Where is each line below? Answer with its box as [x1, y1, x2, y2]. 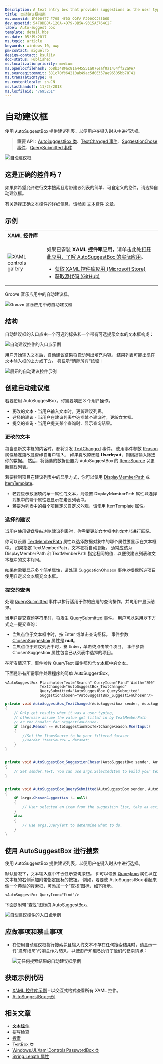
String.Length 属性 [12, 1053, 49, 1060]
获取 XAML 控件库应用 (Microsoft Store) [55, 266, 146, 272]
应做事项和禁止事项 [5, 928, 63, 936]
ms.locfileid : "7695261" [5, 89, 55, 94]
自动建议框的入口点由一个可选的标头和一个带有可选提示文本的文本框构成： [5, 331, 154, 337]
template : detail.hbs [5, 30, 49, 35]
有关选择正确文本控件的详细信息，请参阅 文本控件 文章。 [5, 201, 118, 207]
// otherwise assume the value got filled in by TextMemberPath [14, 715, 147, 720]
